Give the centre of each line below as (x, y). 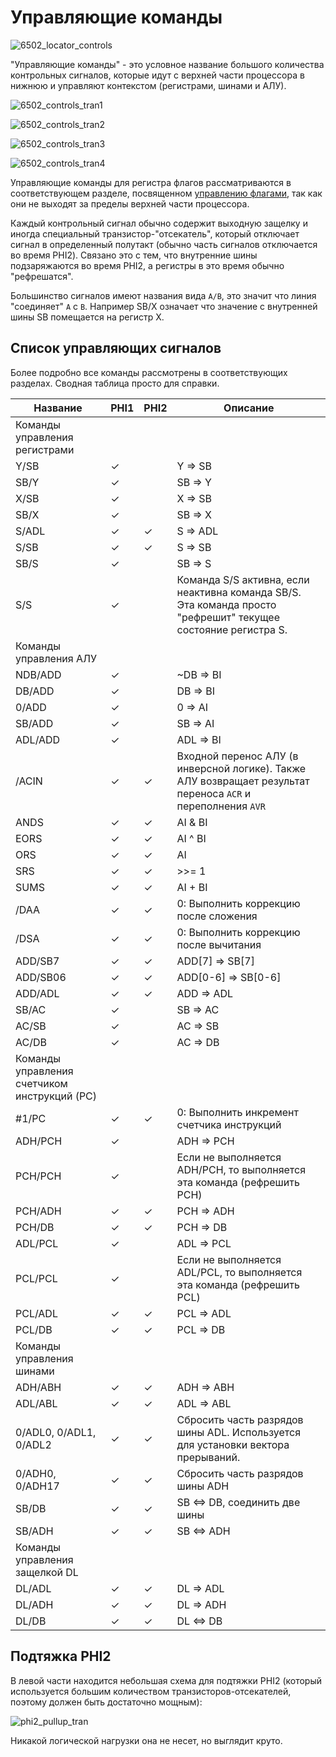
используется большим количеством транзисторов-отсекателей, (151, 1691)
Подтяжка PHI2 (61, 1656)
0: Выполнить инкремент (237, 1112)
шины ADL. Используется (239, 1432)
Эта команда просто (226, 604)
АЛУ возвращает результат (243, 781)
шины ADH (203, 1486)
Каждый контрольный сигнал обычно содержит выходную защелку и (159, 223)
